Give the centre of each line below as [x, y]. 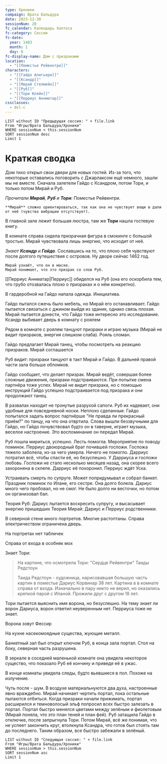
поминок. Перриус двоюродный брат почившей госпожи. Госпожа [77, 447]
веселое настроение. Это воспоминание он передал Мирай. [70, 432]
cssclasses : [17, 103]
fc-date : [14, 38]
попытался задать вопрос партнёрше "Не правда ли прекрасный [75, 416]
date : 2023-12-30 [23, 19]
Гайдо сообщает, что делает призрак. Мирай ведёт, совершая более [79, 374]
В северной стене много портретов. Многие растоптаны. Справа [75, 518]
